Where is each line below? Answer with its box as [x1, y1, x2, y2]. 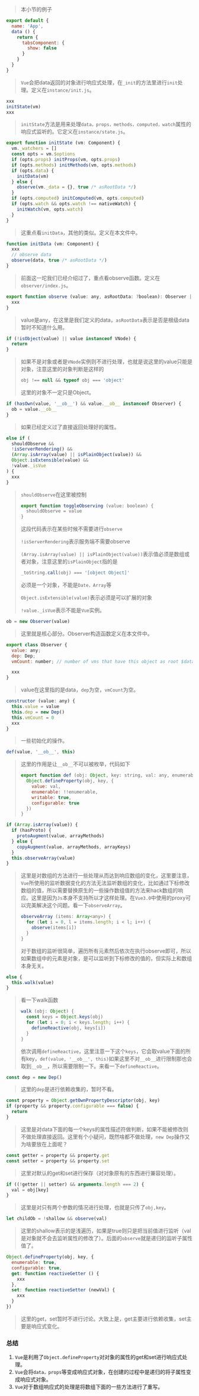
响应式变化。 [31, 1322, 63, 1329]
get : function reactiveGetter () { [11, 1271, 99, 1276]
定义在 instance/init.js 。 [31, 86, 95, 93]
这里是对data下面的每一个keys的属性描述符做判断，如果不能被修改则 [20, 1125, 188, 1133]
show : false [27, 45, 57, 51]
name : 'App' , [11, 23, 44, 29]
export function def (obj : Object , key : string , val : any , [20, 772, 170, 778]
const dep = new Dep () [6, 1074, 62, 1080]
